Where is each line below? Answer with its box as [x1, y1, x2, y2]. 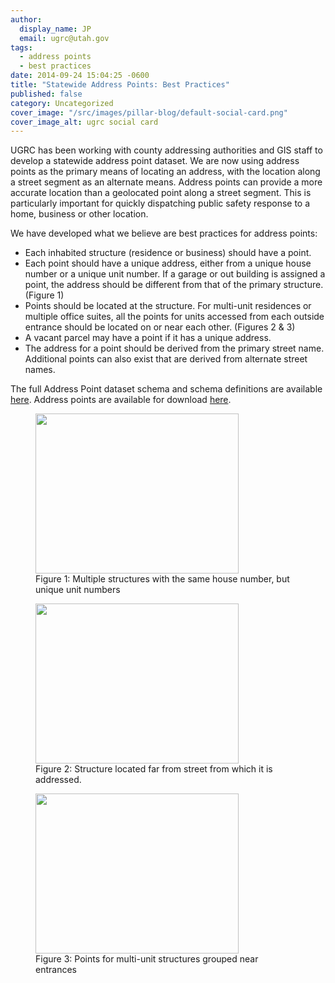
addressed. [35, 774, 82, 786]
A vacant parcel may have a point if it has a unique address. [24, 332, 272, 344]
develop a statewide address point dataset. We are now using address [10, 155, 300, 167]
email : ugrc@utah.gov [19, 33, 110, 43]
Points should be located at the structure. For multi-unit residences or [24, 300, 312, 312]
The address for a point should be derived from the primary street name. [24, 342, 325, 355]
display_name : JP [19, 24, 92, 34]
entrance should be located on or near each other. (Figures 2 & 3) [24, 321, 296, 333]
